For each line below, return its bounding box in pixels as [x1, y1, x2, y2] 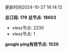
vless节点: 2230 [12, 25, 44, 31]
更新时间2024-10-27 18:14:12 [5, 4, 63, 10]
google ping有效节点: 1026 [5, 41, 59, 47]
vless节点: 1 [12, 31, 35, 36]
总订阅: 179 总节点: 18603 [5, 15, 56, 20]
